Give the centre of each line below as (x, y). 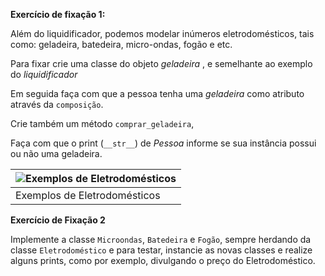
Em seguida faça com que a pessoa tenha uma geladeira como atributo (157, 93)
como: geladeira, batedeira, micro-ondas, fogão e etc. (121, 44)
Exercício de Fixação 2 (58, 220)
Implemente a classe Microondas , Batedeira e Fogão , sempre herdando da (161, 239)
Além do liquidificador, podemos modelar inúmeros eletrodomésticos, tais (162, 33)
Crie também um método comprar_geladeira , (102, 123)
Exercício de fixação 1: (58, 14)
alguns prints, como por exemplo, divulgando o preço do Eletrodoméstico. (163, 260)
